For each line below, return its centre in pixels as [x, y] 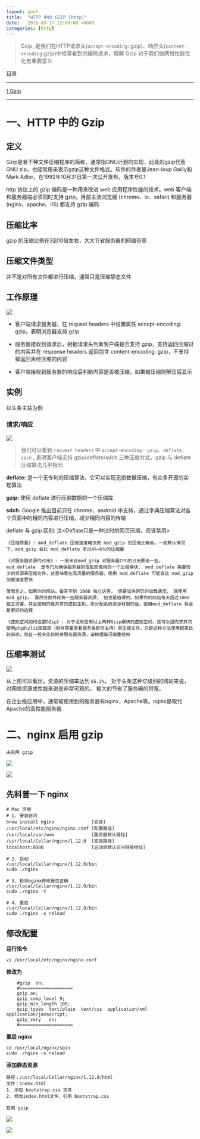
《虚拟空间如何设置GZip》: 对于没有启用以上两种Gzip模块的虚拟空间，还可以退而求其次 [99, 622]
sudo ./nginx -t [26, 892]
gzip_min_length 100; [43, 1004]
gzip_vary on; [37, 1020]
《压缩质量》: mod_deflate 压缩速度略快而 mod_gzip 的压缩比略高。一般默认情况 [96, 543]
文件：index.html [26, 1084]
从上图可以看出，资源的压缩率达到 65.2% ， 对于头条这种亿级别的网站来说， [98, 681]
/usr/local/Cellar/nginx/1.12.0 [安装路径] [60, 841]
